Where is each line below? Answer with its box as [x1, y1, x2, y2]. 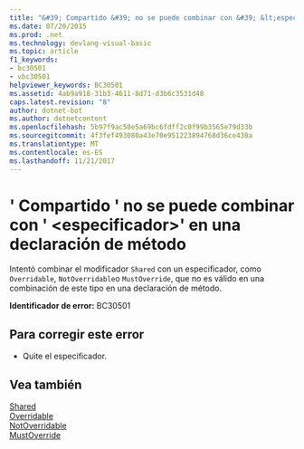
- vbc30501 [9, 72, 51, 81]
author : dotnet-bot [9, 106, 83, 115]
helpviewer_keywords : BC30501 [9, 81, 124, 90]
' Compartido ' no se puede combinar [9, 196, 295, 215]
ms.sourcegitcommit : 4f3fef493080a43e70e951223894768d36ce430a [9, 131, 253, 140]
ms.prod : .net [9, 30, 63, 39]
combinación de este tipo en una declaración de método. [9, 282, 223, 294]
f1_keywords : [9, 55, 59, 64]
